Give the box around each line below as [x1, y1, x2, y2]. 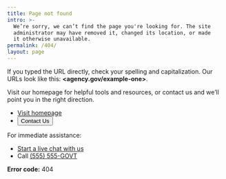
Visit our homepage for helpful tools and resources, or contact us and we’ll [7, 87, 219, 96]
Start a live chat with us [17, 144, 84, 152]
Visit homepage [17, 108, 62, 117]
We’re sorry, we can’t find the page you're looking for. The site [13, 23, 212, 30]
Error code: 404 [7, 165, 54, 173]
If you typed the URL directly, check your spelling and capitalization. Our [7, 67, 213, 76]
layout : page [7, 49, 45, 56]
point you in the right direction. [7, 95, 94, 103]
